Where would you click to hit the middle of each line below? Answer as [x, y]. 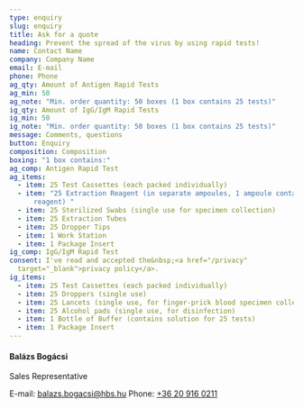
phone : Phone [34, 77]
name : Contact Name [46, 51]
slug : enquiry [36, 26]
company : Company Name [52, 59]
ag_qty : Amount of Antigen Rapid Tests [84, 85]
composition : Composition [58, 151]
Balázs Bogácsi [39, 356]
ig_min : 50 [30, 118]
